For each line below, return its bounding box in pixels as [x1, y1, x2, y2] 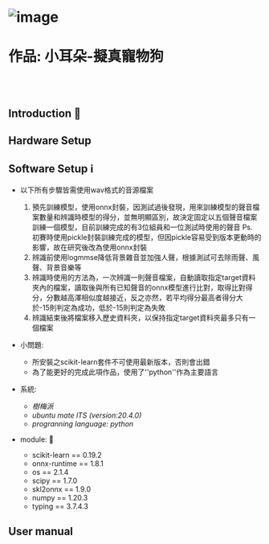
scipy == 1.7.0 [31, 476, 78, 485]
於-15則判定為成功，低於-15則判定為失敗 [31, 303, 166, 312]
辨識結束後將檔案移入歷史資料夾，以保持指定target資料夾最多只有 [31, 312, 249, 322]
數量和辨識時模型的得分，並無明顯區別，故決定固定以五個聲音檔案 [39, 212, 258, 221]
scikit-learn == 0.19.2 [31, 450, 102, 460]
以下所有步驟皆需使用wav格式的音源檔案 [19, 185, 154, 195]
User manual [8, 525, 74, 538]
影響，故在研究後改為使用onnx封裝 [31, 242, 148, 252]
